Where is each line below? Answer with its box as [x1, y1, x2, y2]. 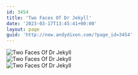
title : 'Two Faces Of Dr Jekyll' [6, 15, 92, 21]
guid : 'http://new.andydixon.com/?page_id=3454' [6, 32, 133, 38]
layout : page [6, 26, 40, 33]
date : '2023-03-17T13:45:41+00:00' [6, 20, 98, 26]
